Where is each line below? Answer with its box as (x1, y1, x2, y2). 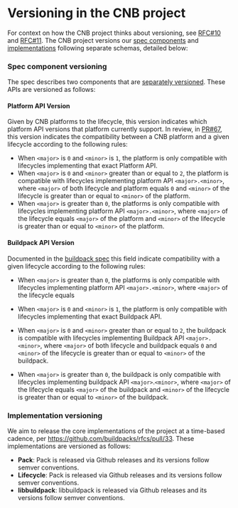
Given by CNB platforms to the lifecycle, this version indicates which (7, 118, 207, 126)
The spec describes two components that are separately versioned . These (7, 78, 226, 86)
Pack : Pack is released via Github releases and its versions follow (17, 455, 210, 464)
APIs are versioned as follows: (7, 85, 96, 94)
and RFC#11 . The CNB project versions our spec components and (7, 36, 199, 44)
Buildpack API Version (7, 239, 75, 247)
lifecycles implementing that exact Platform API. (17, 162, 158, 170)
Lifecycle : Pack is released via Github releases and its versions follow (17, 470, 222, 479)
